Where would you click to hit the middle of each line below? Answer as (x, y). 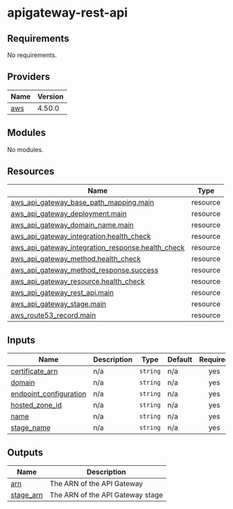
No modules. (25, 149)
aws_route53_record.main (53, 315)
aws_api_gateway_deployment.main (69, 214)
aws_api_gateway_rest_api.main (62, 293)
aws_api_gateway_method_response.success (85, 270)
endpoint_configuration (49, 394)
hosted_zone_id (36, 406)
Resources (31, 172)
